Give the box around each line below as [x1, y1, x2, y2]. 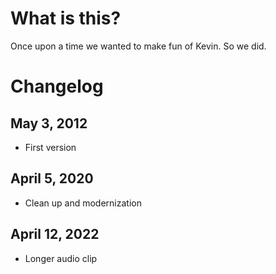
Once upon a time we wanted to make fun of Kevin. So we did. [10, 40, 267, 52]
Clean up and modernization [24, 197, 142, 209]
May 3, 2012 [10, 115, 88, 132]
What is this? [10, 7, 122, 30]
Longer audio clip [24, 252, 98, 264]
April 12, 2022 [10, 226, 100, 243]
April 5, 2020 [10, 170, 94, 187]
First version [24, 141, 77, 153]
